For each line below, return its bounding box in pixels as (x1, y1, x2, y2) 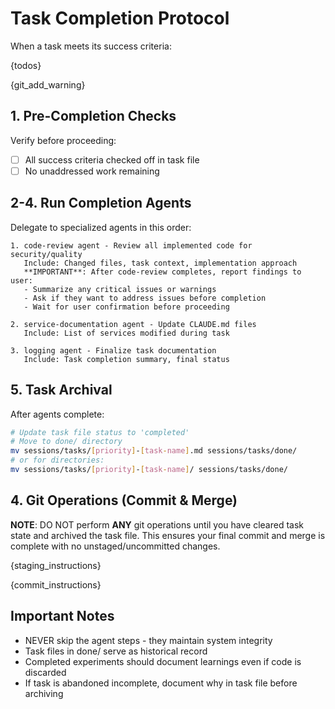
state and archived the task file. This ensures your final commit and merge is (10, 529, 326, 541)
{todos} (10, 59, 42, 71)
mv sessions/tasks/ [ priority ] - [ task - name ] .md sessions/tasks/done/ (10, 446, 298, 456)
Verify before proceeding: (10, 134, 117, 146)
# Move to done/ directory (10, 437, 123, 447)
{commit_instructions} (10, 578, 102, 591)
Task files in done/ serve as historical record (24, 645, 208, 657)
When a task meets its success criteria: (10, 40, 172, 52)
